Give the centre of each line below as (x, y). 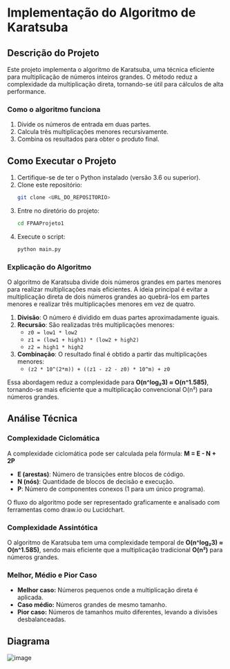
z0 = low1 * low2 (52, 333)
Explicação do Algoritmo (49, 267)
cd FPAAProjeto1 (40, 223)
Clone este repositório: (50, 185)
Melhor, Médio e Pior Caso (52, 575)
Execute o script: (41, 236)
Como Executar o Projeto (62, 161)
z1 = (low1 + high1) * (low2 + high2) (83, 340)
